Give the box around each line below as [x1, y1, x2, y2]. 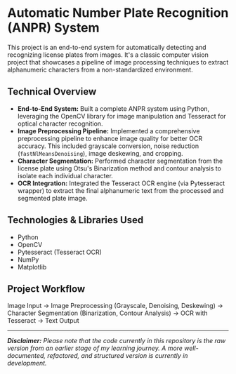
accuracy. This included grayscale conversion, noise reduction [17, 142, 199, 150]
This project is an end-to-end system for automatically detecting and [7, 43, 206, 51]
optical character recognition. [17, 119, 103, 128]
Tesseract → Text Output [7, 316, 79, 325]
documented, [7, 352, 46, 360]
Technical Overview [7, 86, 97, 98]
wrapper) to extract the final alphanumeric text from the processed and [17, 186, 224, 194]
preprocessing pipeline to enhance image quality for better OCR [17, 134, 203, 142]
